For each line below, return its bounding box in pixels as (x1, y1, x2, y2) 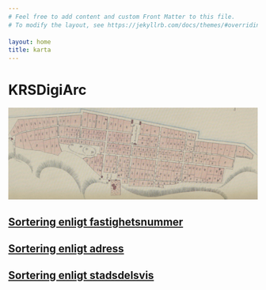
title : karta (8, 46, 51, 55)
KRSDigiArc (8, 81, 87, 99)
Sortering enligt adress (8, 242, 124, 255)
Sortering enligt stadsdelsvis (8, 269, 154, 282)
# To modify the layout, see (8, 21, 104, 29)
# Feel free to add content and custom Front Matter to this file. (8, 13, 236, 21)
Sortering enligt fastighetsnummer (8, 215, 184, 228)
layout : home (8, 38, 51, 46)
